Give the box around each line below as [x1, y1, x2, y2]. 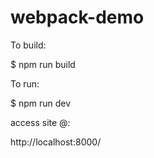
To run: [10, 77, 40, 90]
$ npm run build [10, 58, 76, 70]
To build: [10, 39, 47, 51]
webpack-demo [10, 6, 145, 29]
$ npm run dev [10, 97, 72, 109]
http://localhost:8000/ [10, 136, 102, 148]
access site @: [10, 116, 71, 128]
